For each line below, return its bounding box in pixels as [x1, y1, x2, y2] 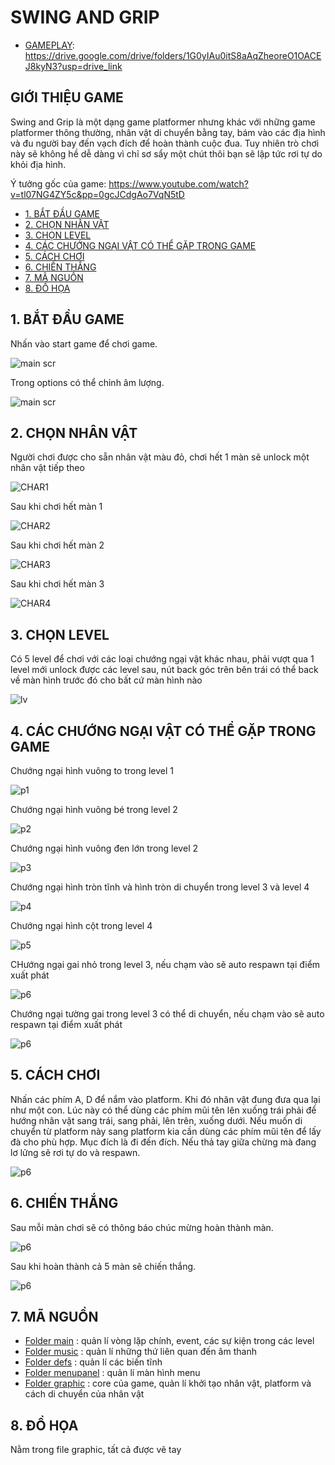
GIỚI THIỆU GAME [10, 89, 124, 106]
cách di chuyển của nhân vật [24, 1388, 145, 1400]
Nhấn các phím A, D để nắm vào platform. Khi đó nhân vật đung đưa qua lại [10, 1093, 321, 1105]
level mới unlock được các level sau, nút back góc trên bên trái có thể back [10, 664, 319, 676]
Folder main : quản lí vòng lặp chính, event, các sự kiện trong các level [24, 1335, 315, 1347]
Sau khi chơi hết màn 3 [10, 578, 105, 590]
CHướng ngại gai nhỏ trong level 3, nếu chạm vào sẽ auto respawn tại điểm [10, 959, 321, 970]
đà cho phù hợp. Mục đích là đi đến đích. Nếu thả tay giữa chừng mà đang [10, 1136, 317, 1148]
